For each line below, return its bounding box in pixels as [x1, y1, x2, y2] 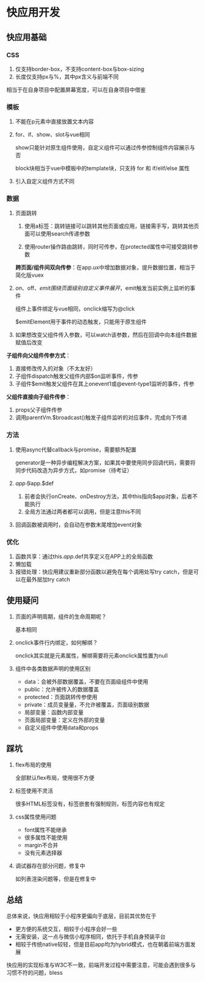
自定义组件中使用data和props [24, 723, 99, 731]
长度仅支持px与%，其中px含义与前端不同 [15, 73, 119, 80]
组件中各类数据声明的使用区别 [15, 665, 91, 672]
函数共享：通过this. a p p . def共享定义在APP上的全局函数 [15, 553, 153, 561]
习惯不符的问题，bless [6, 969, 63, 976]
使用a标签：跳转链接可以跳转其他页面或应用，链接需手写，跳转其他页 [24, 222, 199, 230]
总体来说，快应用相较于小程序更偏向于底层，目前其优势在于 [6, 912, 157, 920]
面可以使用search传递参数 [24, 230, 91, 238]
